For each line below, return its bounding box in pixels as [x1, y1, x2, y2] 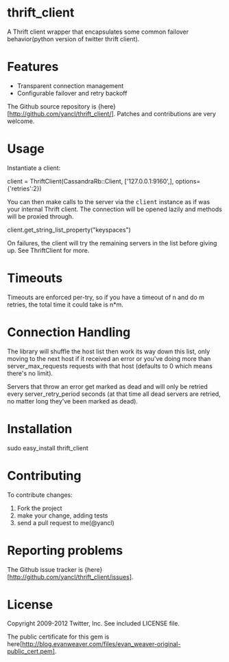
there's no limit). [7, 369, 53, 377]
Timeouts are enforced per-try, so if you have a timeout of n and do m [7, 293, 204, 301]
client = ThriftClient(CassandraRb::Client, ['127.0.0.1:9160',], [7, 177, 174, 185]
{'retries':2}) [7, 184, 43, 192]
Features [7, 59, 59, 75]
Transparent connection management [16, 81, 124, 90]
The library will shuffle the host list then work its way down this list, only [7, 347, 210, 355]
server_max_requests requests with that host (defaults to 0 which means [7, 362, 213, 370]
